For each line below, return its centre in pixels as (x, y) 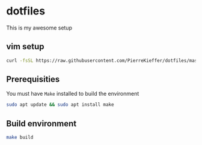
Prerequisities (33, 79)
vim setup (25, 47)
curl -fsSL (20, 60)
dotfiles (26, 11)
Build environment (41, 124)
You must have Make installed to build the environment (73, 94)
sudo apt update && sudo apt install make (60, 105)
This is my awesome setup (39, 28)
